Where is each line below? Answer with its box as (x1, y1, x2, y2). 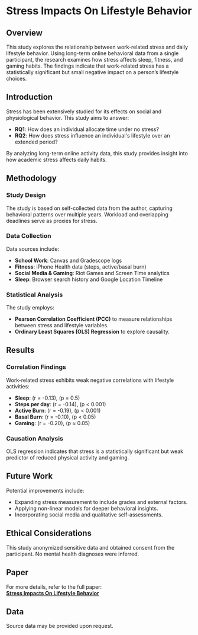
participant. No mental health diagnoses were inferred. (6, 550, 139, 557)
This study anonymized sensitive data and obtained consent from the (6, 544, 175, 551)
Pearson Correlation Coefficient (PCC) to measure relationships (14, 315, 173, 323)
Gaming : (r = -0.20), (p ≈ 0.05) (14, 419, 90, 426)
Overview (6, 28, 43, 38)
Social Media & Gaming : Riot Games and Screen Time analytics (14, 269, 170, 276)
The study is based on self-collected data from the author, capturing (6, 205, 173, 212)
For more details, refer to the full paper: (6, 583, 102, 591)
